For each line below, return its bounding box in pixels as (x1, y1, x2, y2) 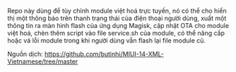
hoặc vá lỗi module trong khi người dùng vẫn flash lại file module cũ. (7, 36, 206, 45)
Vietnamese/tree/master (7, 57, 78, 66)
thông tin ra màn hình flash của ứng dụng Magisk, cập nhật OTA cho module (7, 22, 230, 29)
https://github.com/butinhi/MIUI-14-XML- (45, 50, 165, 58)
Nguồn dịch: (7, 50, 44, 58)
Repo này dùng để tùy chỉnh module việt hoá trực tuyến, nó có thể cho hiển (7, 7, 228, 15)
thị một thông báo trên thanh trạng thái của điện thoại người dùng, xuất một (7, 14, 227, 22)
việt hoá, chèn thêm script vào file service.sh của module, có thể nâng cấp (7, 29, 225, 37)
